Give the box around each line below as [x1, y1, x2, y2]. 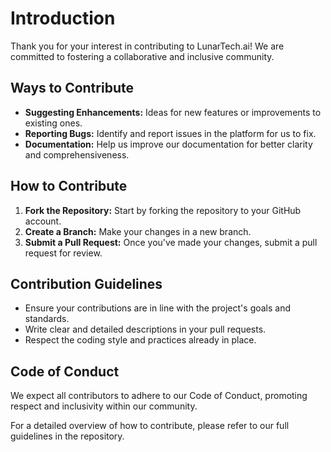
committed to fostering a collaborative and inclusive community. [10, 50, 275, 62]
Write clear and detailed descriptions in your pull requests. [24, 323, 267, 336]
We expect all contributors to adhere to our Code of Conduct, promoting [10, 390, 308, 402]
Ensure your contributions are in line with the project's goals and [24, 302, 292, 314]
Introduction [10, 7, 116, 30]
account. [24, 215, 62, 227]
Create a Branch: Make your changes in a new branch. [24, 225, 252, 237]
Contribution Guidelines [10, 275, 163, 292]
